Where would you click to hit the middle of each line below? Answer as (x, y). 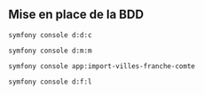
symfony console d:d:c (50, 35)
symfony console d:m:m (50, 51)
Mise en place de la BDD (76, 15)
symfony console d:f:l (50, 82)
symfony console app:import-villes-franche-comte (102, 66)
